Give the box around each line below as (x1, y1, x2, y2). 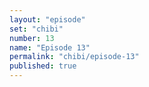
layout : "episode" (9, 14, 86, 25)
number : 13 (9, 33, 55, 43)
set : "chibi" (9, 24, 64, 34)
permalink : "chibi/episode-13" (9, 52, 140, 62)
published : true (9, 61, 77, 71)
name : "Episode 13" (9, 42, 91, 53)
